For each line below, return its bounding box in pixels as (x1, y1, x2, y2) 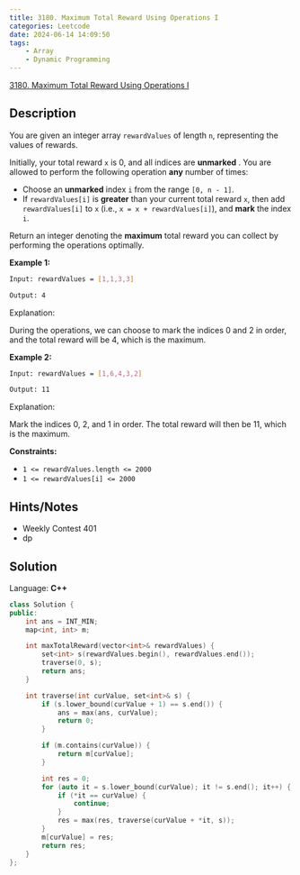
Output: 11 (9, 385, 50, 395)
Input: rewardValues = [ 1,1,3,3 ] (9, 274, 135, 284)
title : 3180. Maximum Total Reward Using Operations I (9, 13, 219, 23)
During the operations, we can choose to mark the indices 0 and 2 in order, (9, 324, 287, 335)
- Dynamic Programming (25, 55, 110, 64)
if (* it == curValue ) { (57, 790, 146, 800)
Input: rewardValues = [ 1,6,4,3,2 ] (9, 369, 143, 378)
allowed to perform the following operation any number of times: (9, 166, 249, 177)
